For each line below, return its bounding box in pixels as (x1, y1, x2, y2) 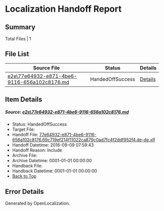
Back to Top (12, 173, 37, 179)
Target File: (12, 127, 35, 132)
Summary (5, 23, 36, 31)
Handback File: (12, 163, 43, 169)
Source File (33, 64, 60, 71)
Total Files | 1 (5, 36, 31, 42)
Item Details (5, 95, 42, 104)
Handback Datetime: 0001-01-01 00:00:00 (12, 168, 98, 174)
